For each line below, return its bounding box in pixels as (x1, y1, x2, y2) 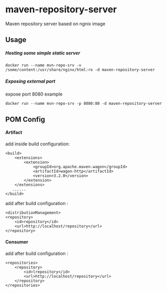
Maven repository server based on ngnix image (5, 21, 105, 27)
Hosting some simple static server (5, 50, 81, 56)
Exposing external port (5, 78, 55, 84)
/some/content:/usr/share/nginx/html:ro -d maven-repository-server (5, 67, 155, 72)
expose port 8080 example (5, 91, 63, 97)
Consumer (5, 239, 29, 245)
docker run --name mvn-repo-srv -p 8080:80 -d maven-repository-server (5, 101, 162, 106)
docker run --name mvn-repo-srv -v (5, 63, 82, 68)
